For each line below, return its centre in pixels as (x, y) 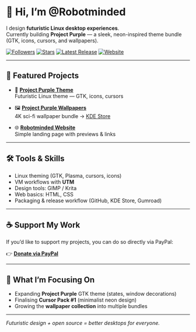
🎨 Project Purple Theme (44, 89)
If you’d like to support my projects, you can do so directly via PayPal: (90, 242)
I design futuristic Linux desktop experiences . (63, 28)
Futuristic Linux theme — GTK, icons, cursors (69, 96)
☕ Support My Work (43, 225)
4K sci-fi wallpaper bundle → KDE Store (62, 116)
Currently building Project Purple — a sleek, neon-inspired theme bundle (94, 34)
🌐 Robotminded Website (45, 127)
